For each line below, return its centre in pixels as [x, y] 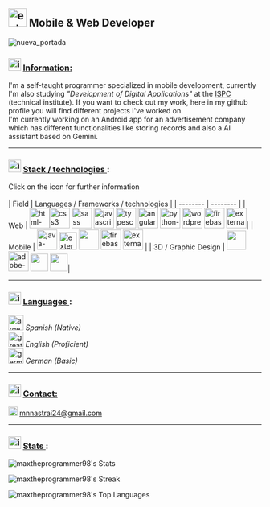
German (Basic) [51, 361]
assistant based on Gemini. [53, 137]
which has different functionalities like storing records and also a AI [120, 128]
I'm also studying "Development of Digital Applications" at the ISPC [120, 94]
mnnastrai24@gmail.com [61, 413]
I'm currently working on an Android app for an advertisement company [127, 120]
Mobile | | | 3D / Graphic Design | [117, 247]
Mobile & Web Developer [92, 23]
